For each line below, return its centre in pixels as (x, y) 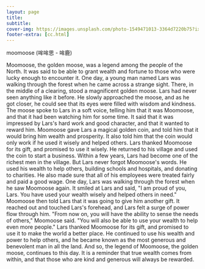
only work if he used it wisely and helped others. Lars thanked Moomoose (99, 143)
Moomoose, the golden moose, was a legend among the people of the (95, 65)
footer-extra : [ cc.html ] (38, 35)
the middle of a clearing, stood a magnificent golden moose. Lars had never (102, 91)
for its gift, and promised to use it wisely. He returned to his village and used (102, 149)
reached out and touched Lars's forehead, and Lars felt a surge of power (98, 207)
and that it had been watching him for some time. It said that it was (90, 117)
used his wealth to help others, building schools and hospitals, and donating (102, 169)
